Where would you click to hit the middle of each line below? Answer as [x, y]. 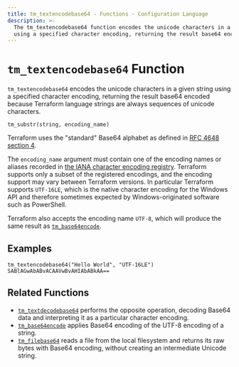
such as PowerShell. [37, 205]
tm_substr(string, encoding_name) [59, 125]
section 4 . [22, 145]
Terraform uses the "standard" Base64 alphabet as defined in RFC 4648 [113, 138]
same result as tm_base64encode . [54, 226]
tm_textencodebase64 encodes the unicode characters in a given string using [119, 89]
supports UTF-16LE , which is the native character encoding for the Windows [118, 190]
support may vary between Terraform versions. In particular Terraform [110, 182]
